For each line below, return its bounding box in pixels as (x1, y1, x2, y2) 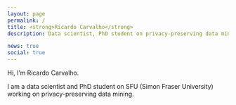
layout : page (7, 10, 46, 18)
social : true (7, 49, 46, 56)
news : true (7, 43, 39, 50)
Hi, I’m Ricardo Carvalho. (7, 68, 79, 77)
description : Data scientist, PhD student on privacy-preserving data (7, 30, 218, 37)
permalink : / (7, 17, 46, 24)
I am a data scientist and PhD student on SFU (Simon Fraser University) (7, 82, 214, 90)
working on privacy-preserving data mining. (7, 89, 135, 98)
